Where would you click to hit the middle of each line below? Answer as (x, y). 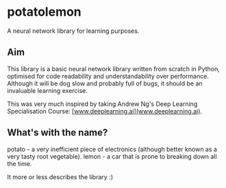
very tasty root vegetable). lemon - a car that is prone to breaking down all (112, 156)
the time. (20, 163)
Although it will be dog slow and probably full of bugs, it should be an (105, 83)
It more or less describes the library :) (60, 177)
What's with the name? (58, 133)
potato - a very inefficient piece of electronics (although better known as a (112, 149)
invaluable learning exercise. (47, 90)
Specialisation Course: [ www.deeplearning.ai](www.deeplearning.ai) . (105, 111)
